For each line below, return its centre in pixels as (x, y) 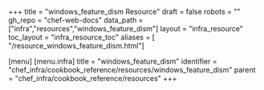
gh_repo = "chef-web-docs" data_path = (76, 20)
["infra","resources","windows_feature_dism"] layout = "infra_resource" (126, 29)
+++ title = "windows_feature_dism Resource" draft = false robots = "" (124, 12)
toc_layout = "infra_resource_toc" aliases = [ (81, 37)
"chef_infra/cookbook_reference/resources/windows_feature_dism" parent (132, 70)
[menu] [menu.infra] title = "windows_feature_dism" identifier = (113, 61)
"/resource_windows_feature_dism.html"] (76, 46)
